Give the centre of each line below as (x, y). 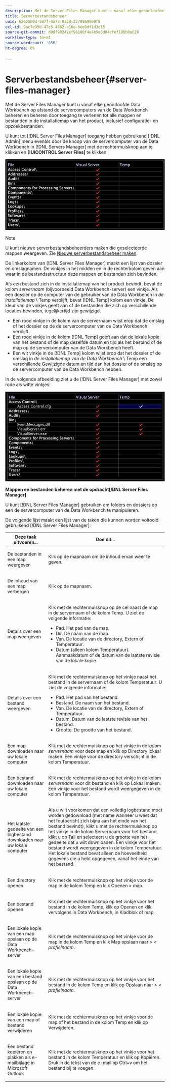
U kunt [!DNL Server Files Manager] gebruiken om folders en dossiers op (81, 505)
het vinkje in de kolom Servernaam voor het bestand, (103, 832)
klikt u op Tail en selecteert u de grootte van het (98, 837)
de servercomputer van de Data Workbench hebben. (68, 369)
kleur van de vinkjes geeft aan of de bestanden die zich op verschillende (81, 305)
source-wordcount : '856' (31, 43)
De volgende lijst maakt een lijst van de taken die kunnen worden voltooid (82, 520)
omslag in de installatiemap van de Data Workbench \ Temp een (80, 358)
